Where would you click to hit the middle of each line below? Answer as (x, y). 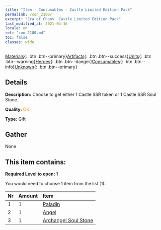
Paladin (51, 204)
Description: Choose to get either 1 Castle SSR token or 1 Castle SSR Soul (81, 94)
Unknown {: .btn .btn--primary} (46, 67)
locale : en (16, 28)
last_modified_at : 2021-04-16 (37, 24)
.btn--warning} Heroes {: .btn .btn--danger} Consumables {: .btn (69, 61)
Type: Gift (15, 119)
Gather (16, 134)
